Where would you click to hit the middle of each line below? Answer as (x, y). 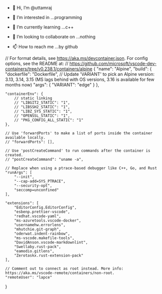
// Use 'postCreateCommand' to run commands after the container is (78, 151)
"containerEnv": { (24, 94)
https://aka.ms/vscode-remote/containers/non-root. (60, 273)
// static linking (33, 98)
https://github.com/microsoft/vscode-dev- (113, 63)
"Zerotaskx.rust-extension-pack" (49, 256)
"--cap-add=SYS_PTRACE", (40, 181)
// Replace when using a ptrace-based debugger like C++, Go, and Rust (81, 168)
